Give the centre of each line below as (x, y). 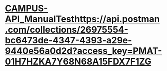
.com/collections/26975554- (67, 30)
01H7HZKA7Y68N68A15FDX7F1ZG (78, 61)
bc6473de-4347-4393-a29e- (69, 40)
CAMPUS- (27, 9)
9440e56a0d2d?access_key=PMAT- (83, 51)
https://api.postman (117, 19)
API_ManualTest (40, 19)
